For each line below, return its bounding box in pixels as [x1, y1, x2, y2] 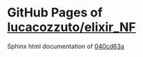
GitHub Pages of [7, 5, 103, 21]
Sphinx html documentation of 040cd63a [7, 42, 124, 50]
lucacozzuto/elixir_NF [7, 19, 136, 35]
